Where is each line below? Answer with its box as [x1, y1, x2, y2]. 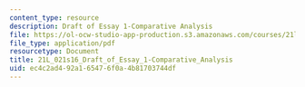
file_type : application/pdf [9, 38, 116, 48]
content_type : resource [9, 13, 100, 23]
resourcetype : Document [9, 47, 100, 56]
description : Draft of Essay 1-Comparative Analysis [9, 22, 213, 31]
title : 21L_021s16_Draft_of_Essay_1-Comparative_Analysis [9, 55, 233, 64]
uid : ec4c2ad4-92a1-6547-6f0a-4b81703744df [9, 64, 177, 73]
